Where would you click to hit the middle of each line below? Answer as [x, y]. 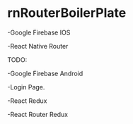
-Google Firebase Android [45, 73]
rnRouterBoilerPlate [67, 13]
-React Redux [27, 101]
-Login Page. [26, 87]
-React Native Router [38, 46]
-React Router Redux [38, 114]
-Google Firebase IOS [39, 32]
